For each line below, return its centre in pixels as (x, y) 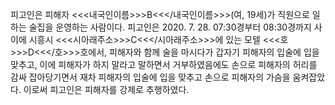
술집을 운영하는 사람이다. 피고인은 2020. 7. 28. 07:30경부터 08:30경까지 (170, 27)
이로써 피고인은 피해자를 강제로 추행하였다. (106, 89)
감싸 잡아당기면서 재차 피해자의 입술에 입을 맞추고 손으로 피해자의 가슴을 (150, 77)
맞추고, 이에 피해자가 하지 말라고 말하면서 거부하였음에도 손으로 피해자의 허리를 (164, 64)
